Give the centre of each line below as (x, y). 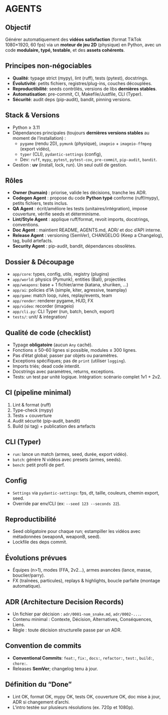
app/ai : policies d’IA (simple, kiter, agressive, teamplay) (70, 290)
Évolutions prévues (36, 558)
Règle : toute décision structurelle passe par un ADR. (67, 630)
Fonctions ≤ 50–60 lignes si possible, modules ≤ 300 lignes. (74, 350)
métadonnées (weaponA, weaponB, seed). (57, 537)
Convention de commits (43, 646)
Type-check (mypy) (33, 410)
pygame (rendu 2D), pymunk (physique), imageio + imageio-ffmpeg (86, 143)
